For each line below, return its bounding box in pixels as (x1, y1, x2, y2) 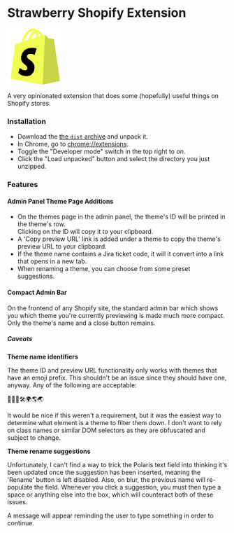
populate (7, 483, 33, 491)
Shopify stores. (7, 99, 51, 107)
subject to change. (7, 433, 61, 442)
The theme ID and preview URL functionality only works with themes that (7, 366, 217, 374)
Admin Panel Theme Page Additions (7, 197, 114, 205)
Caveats (7, 335, 33, 343)
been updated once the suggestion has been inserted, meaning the (7, 468, 201, 476)
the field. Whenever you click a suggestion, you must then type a (34, 483, 221, 491)
